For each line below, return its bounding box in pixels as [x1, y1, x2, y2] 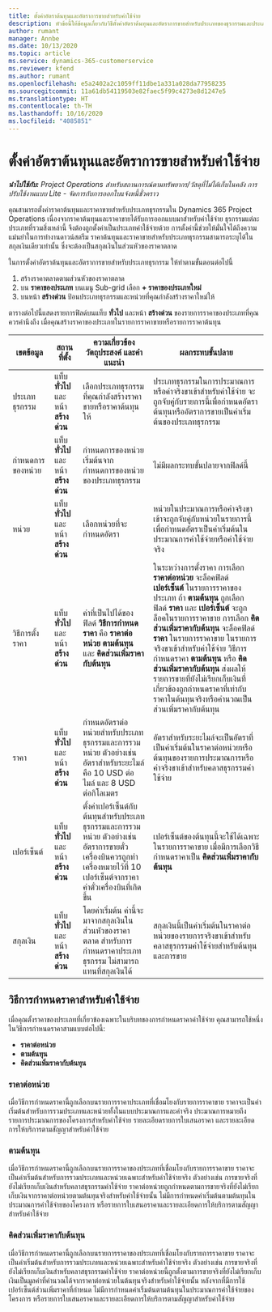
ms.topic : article [8, 49, 70, 57]
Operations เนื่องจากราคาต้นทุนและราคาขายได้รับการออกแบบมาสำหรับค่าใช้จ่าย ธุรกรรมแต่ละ [8, 214, 260, 223]
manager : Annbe [8, 34, 60, 43]
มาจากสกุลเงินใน [83, 915, 134, 926]
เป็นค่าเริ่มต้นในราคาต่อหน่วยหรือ [153, 741, 253, 753]
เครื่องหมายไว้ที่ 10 [83, 861, 142, 873]
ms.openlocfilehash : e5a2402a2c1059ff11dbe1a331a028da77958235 [8, 79, 227, 87]
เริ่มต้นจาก [83, 454, 115, 465]
